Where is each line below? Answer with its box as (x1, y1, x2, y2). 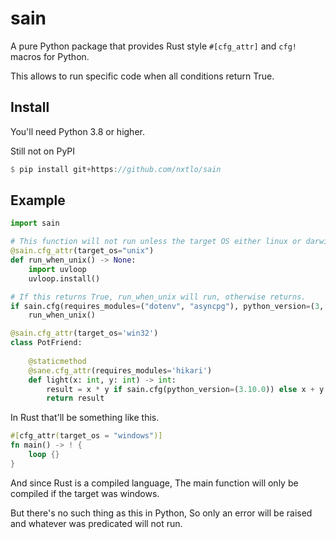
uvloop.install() (28, 273, 101, 284)
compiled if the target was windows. (10, 487, 160, 499)
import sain (10, 218, 60, 229)
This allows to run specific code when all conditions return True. (10, 70, 275, 82)
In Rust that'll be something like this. (10, 412, 160, 424)
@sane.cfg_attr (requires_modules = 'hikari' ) (28, 365, 213, 376)
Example (10, 192, 66, 209)
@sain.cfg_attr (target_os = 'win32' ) (10, 328, 159, 339)
